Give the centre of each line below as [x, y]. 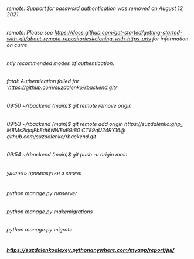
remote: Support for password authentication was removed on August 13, [96, 8]
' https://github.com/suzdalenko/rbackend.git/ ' [63, 87]
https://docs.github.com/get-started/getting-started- [118, 33]
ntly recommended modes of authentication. [61, 63]
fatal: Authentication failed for [43, 81]
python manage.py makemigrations [50, 212]
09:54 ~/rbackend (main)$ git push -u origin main [67, 155]
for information [170, 39]
